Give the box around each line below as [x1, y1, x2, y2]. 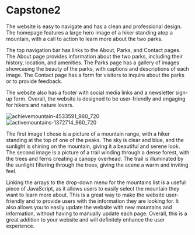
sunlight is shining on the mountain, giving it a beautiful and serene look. [6, 143, 180, 150]
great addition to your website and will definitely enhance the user [6, 216, 165, 223]
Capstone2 [6, 4, 61, 17]
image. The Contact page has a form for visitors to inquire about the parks [6, 71, 185, 78]
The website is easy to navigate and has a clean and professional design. [6, 23, 182, 30]
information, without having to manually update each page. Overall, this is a [6, 210, 187, 217]
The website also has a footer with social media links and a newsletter [6, 89, 175, 96]
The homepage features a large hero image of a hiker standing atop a [6, 29, 173, 36]
